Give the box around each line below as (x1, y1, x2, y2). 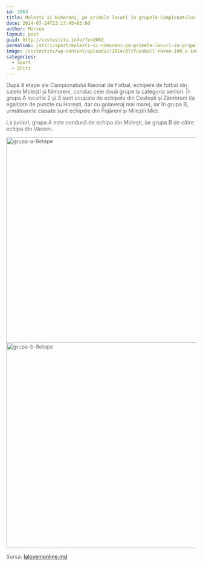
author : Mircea (6, 25, 45, 32)
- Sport (11, 59, 31, 65)
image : (6, 48, 23, 54)
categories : (6, 54, 36, 60)
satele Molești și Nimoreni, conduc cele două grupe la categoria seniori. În (6, 88, 192, 95)
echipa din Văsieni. (6, 125, 53, 133)
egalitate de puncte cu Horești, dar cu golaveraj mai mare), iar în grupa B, (6, 101, 189, 108)
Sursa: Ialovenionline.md (6, 553, 68, 561)
